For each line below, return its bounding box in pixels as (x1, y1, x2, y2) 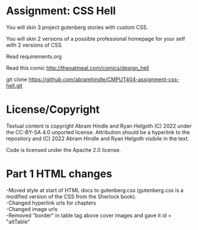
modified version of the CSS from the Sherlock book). (6, 193, 137, 200)
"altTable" (6, 218, 31, 225)
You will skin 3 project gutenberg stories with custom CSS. (6, 24, 148, 31)
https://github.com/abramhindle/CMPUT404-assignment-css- (28, 76, 180, 83)
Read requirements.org (6, 53, 62, 60)
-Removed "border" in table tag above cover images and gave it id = (6, 212, 172, 219)
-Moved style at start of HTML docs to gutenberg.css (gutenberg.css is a (6, 186, 184, 193)
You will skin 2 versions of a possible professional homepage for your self (6, 35, 186, 42)
